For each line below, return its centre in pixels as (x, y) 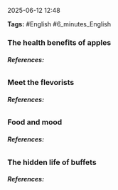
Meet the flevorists (41, 83)
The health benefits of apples (59, 42)
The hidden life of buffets (52, 162)
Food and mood (35, 122)
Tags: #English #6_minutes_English (59, 24)
